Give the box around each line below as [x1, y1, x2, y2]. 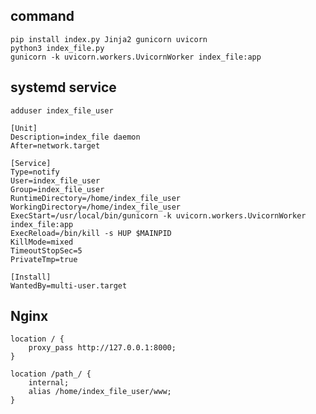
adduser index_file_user [10, 105, 114, 116]
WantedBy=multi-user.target [10, 280, 128, 291]
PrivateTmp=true [10, 254, 78, 264]
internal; [28, 378, 70, 388]
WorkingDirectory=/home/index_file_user [10, 202, 182, 212]
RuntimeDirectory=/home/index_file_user [10, 193, 182, 203]
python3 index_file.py [10, 43, 105, 53]
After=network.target [10, 140, 101, 151]
